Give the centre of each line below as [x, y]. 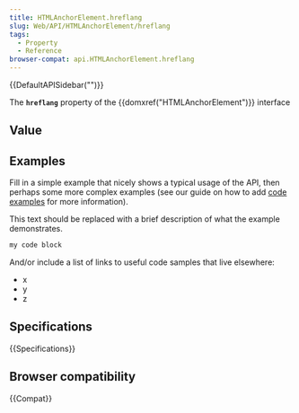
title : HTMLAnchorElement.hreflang [76, 18]
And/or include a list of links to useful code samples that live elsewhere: [142, 262]
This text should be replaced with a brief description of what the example [145, 219]
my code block [36, 245]
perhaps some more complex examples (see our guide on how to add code [148, 192]
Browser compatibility [73, 377]
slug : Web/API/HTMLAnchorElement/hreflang [90, 26]
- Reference [40, 51]
